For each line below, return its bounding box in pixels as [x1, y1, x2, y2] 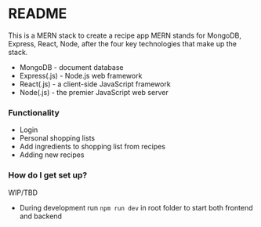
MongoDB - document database [19, 62, 124, 71]
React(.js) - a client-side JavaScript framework [19, 79, 171, 89]
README [8, 5, 67, 23]
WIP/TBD [8, 188, 38, 197]
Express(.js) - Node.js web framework [19, 71, 143, 80]
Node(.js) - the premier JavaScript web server [19, 87, 169, 97]
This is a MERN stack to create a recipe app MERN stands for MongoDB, [8, 31, 241, 40]
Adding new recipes [19, 150, 85, 159]
